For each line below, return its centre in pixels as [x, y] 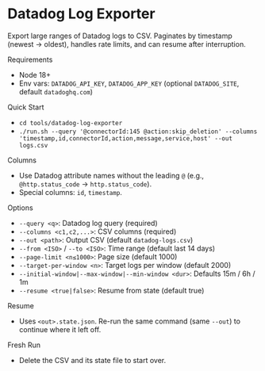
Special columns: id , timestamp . [70, 192]
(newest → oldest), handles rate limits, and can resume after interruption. [127, 44]
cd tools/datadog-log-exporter [71, 123]
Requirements [30, 59]
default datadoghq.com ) [56, 91]
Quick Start [26, 107]
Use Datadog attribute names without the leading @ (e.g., [111, 175]
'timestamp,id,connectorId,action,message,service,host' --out [126, 138]
